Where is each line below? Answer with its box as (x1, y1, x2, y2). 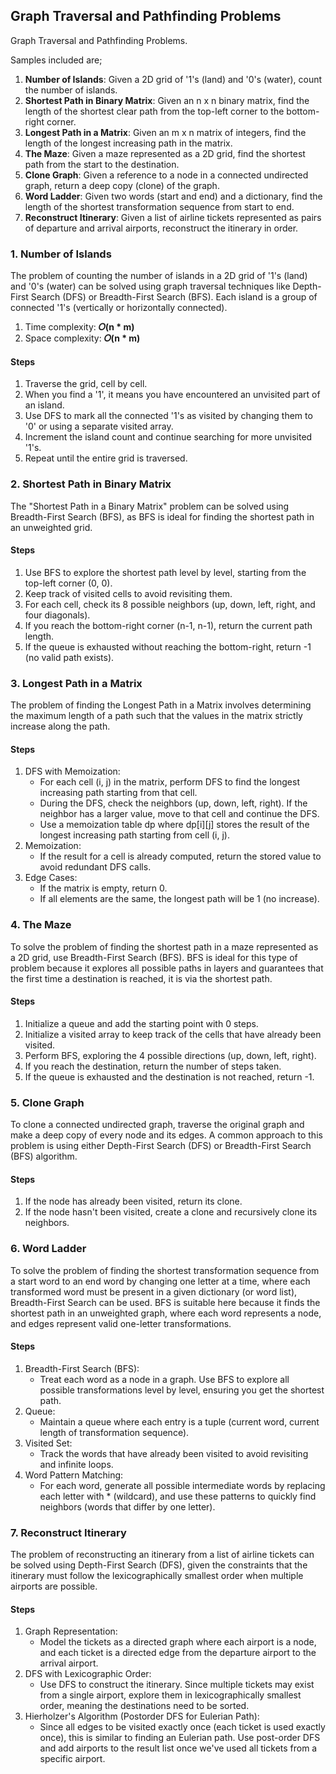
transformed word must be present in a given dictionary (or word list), (10, 1285, 298, 1298)
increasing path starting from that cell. (39, 787, 198, 799)
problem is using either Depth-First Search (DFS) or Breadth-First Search (10, 1140, 312, 1152)
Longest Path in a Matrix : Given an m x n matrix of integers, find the (24, 126, 307, 138)
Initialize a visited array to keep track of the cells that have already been (24, 1028, 322, 1040)
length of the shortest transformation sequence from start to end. (24, 200, 295, 213)
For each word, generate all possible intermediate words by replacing (39, 1479, 326, 1491)
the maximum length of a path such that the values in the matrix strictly (10, 710, 303, 722)
